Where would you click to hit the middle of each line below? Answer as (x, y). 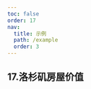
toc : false (23, 14)
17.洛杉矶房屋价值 (45, 77)
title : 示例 (30, 34)
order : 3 (26, 47)
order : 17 (22, 20)
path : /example (36, 40)
